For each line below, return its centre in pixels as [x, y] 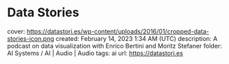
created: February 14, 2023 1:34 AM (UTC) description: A [137, 38]
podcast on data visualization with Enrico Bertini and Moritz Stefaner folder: [114, 46]
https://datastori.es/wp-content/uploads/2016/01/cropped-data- [118, 31]
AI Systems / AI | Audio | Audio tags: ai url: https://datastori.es [95, 53]
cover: [16, 31]
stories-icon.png [31, 38]
